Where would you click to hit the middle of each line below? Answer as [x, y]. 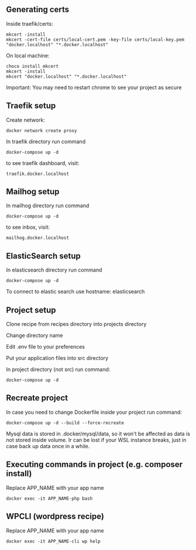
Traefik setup [31, 106]
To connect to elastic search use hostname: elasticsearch [75, 291]
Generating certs [38, 10]
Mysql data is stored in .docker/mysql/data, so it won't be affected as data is [98, 434]
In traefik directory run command [46, 141]
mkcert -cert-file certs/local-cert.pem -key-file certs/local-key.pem [95, 39]
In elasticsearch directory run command [54, 270]
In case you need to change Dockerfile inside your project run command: [94, 412]
